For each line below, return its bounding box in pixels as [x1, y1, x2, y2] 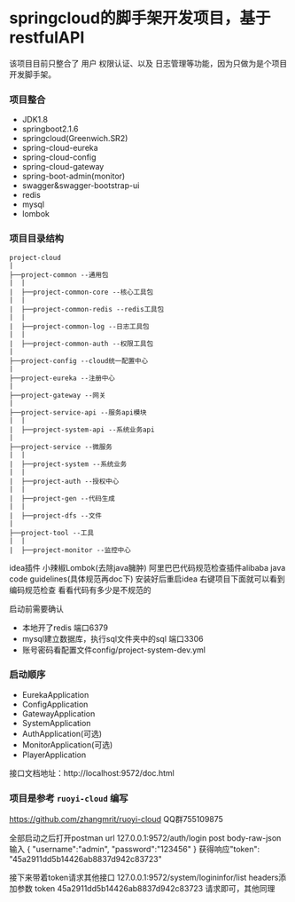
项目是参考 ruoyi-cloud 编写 [9, 792, 128, 804]
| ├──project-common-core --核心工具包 [9, 288, 153, 297]
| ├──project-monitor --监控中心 [9, 545, 131, 555]
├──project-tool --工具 [9, 528, 95, 537]
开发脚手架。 [9, 68, 56, 80]
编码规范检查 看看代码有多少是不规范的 [9, 584, 151, 595]
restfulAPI [9, 28, 85, 48]
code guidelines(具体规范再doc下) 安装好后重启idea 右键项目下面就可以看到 [9, 574, 285, 584]
